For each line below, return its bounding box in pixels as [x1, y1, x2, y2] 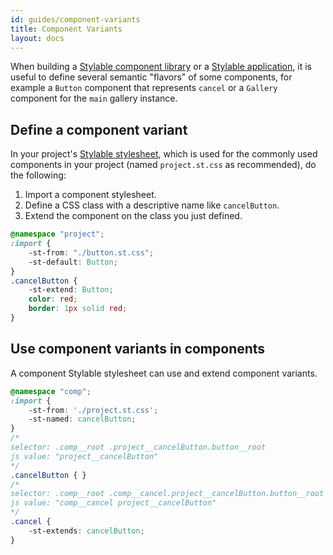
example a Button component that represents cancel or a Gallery [10, 82, 278, 94]
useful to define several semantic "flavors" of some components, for [10, 71, 293, 83]
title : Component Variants [10, 24, 123, 34]
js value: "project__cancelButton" [10, 451, 159, 461]
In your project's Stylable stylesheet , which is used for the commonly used [10, 148, 318, 160]
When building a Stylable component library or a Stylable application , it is [10, 61, 312, 73]
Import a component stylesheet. [24, 189, 157, 201]
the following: [10, 169, 67, 181]
